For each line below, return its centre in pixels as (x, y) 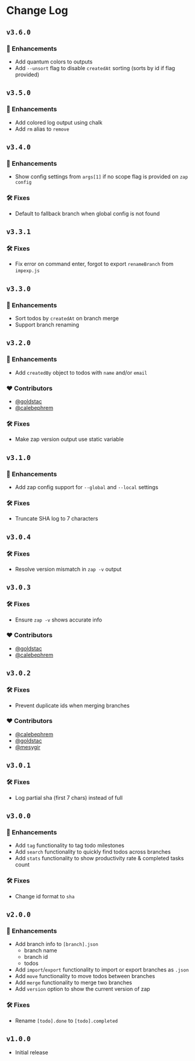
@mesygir (27, 747)
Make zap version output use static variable (69, 440)
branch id (36, 957)
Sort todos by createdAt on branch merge (67, 318)
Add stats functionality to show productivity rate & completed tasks (99, 858)
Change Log (37, 11)
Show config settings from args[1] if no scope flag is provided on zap (101, 177)
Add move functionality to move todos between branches (85, 976)
